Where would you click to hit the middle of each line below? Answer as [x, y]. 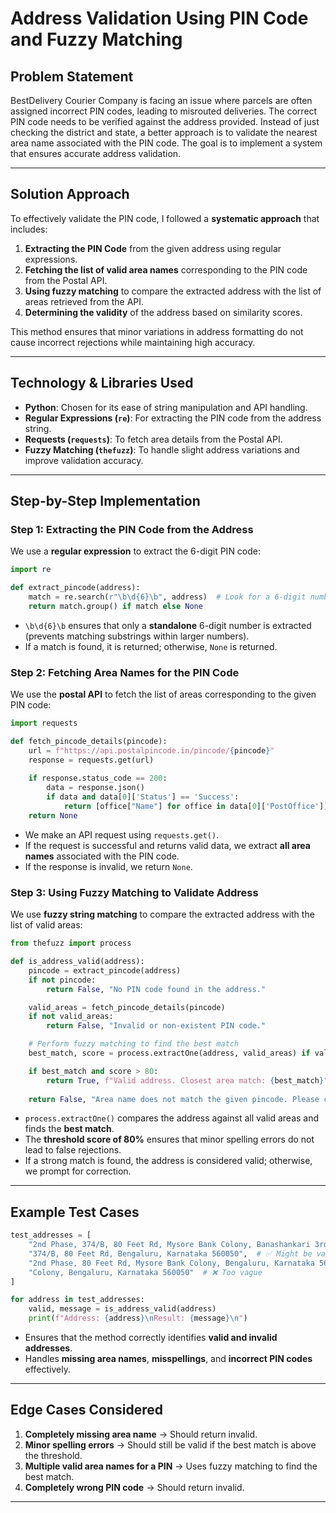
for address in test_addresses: [77, 1300]
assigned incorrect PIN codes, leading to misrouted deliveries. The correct [164, 111]
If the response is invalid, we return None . [108, 866]
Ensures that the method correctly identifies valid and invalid [151, 1338]
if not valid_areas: [71, 1017]
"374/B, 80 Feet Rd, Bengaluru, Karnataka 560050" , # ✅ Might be [170, 1253]
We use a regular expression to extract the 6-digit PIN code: [136, 551]
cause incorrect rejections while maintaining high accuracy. [133, 342]
